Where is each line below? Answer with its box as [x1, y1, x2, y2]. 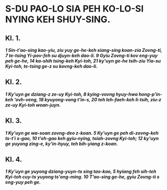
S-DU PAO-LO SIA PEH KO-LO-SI [5, 3, 144, 15]
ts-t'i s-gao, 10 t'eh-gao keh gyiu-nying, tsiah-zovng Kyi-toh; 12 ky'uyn [5, 135, 159, 141]
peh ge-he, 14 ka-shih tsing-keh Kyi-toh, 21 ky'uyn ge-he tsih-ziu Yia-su [5, 58, 161, 64]
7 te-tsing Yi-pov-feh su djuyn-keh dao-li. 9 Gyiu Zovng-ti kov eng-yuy [5, 52, 158, 58]
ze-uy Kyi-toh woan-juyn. [5, 102, 61, 108]
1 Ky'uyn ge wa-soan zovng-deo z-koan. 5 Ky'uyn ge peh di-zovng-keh [5, 130, 159, 136]
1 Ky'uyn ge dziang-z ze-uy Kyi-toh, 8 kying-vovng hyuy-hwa [5, 91, 138, 97]
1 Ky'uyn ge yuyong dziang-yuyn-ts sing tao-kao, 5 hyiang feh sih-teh [5, 168, 156, 174]
